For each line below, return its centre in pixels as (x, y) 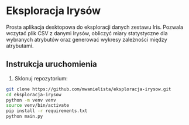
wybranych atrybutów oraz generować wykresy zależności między (87, 39)
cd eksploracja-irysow (34, 94)
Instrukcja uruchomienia (52, 64)
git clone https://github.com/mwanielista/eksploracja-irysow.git (89, 89)
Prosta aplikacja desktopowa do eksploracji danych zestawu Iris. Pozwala (94, 27)
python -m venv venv (31, 100)
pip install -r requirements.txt (47, 111)
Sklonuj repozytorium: (41, 78)
